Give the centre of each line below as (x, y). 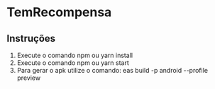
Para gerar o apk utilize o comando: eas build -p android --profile (112, 70)
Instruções (31, 38)
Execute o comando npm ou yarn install (75, 55)
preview (28, 78)
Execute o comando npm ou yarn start (73, 63)
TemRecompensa (59, 12)
